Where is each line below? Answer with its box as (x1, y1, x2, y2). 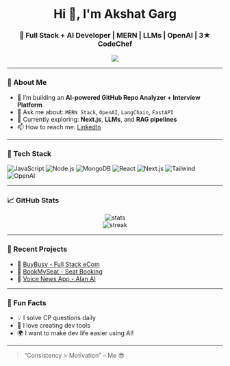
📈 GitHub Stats (7, 196, 60, 205)
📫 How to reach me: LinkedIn (16, 122, 101, 131)
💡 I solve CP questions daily (16, 313, 96, 322)
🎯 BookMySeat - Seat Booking (16, 267, 103, 276)
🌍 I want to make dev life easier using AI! (16, 328, 134, 337)
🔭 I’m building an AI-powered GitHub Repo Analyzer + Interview (16, 93, 201, 101)
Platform (16, 101, 42, 109)
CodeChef (97, 39, 133, 49)
